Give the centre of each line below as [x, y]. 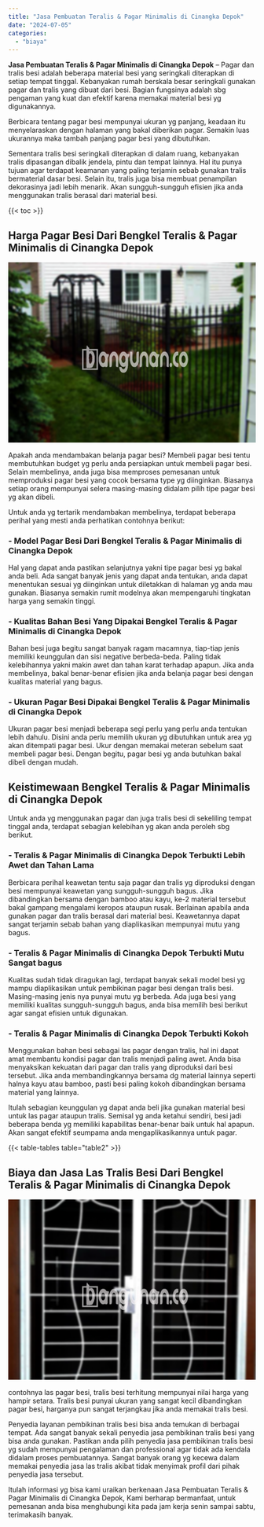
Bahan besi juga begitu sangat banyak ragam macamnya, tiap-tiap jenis [124, 648]
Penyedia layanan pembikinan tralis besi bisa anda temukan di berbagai [124, 1424]
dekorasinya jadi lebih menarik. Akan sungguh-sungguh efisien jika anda [126, 187]
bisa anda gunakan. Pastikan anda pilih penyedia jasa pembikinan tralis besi [131, 1441]
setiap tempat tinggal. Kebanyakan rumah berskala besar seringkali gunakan [132, 82]
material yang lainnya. [44, 1092]
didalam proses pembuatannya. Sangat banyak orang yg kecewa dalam [124, 1457]
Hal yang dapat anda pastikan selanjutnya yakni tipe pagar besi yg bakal [125, 567]
